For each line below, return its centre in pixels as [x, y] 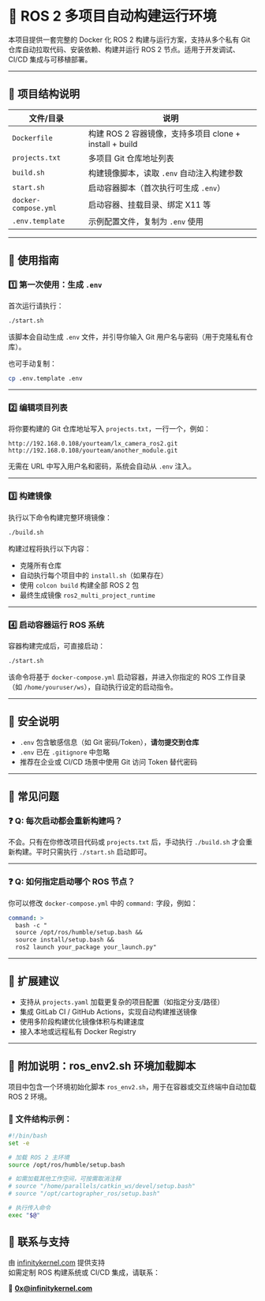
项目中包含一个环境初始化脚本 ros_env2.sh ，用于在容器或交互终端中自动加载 [132, 1086]
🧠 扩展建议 [34, 981]
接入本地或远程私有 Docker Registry [78, 1031]
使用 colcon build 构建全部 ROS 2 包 [79, 585]
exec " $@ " [24, 1215]
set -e [19, 1143]
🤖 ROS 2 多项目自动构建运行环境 [112, 16]
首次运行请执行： [36, 306]
